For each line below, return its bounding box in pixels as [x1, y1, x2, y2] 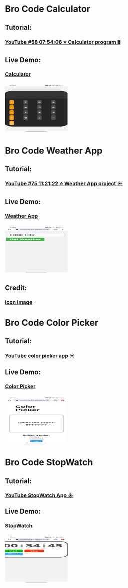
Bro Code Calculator [5, 3, 91, 15]
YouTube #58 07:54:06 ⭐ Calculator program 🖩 [5, 38, 121, 45]
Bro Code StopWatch [5, 456, 93, 468]
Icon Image [5, 298, 33, 305]
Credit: [5, 283, 27, 292]
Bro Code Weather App [5, 145, 103, 156]
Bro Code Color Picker [5, 317, 99, 328]
